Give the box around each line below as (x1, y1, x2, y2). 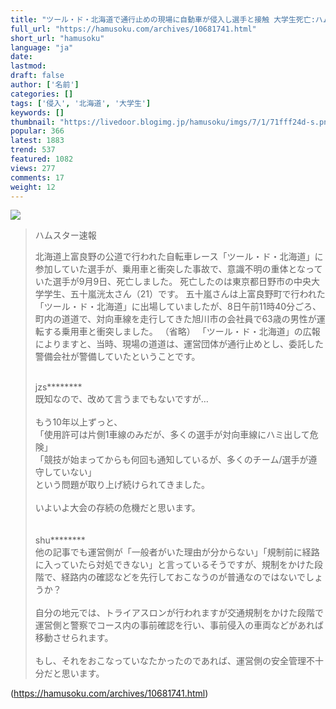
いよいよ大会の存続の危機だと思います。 (34, 502, 201, 514)
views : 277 (10, 163, 56, 173)
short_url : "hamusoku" (10, 33, 105, 43)
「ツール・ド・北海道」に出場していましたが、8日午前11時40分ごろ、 (34, 301, 322, 313)
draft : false (10, 71, 65, 81)
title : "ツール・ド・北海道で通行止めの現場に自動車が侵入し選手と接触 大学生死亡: (10, 14, 316, 25)
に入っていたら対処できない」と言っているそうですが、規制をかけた (34, 559, 315, 571)
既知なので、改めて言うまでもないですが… (34, 393, 209, 405)
